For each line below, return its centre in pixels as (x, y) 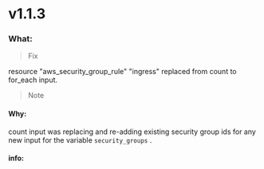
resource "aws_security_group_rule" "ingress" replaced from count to (122, 72)
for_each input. (33, 80)
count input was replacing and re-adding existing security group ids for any (132, 132)
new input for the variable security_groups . (80, 140)
